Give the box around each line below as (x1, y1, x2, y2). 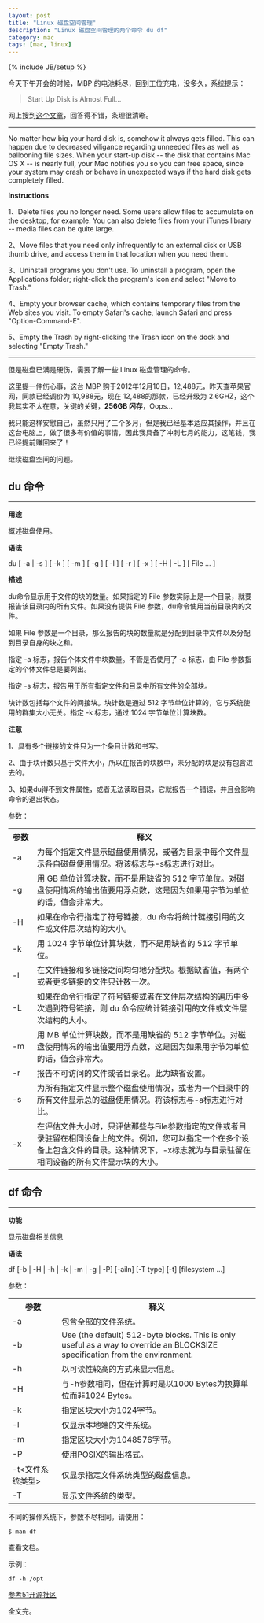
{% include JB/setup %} (8, 62, 86, 72)
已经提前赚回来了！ (8, 438, 71, 447)
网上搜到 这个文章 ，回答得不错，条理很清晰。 (8, 111, 153, 120)
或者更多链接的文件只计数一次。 (36, 976, 156, 987)
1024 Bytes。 (85, 1390, 137, 1401)
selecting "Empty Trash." (8, 342, 89, 351)
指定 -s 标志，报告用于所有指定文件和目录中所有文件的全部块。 (8, 681, 212, 690)
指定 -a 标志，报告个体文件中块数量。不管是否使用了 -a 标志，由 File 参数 (8, 654, 245, 664)
